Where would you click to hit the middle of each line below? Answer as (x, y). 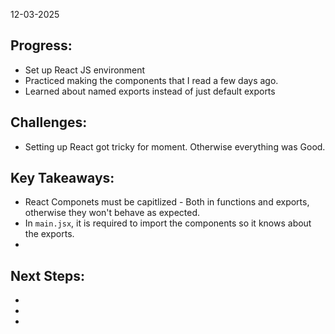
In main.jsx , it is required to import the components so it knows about (168, 223)
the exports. (49, 234)
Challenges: (49, 122)
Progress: (41, 45)
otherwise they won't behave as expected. (112, 213)
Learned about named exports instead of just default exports (150, 91)
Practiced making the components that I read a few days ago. (151, 80)
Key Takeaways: (62, 178)
